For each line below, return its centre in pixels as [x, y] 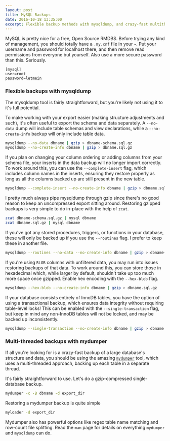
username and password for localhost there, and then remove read [75, 49]
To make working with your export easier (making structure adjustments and [85, 117]
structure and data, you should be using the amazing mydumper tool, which [82, 358]
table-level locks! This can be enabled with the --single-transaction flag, [82, 308]
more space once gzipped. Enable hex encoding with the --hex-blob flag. [82, 278]
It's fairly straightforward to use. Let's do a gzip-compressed [69, 379]
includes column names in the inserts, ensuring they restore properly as [80, 174]
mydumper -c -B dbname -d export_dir [45, 393]
